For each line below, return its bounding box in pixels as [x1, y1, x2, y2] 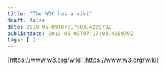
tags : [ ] [7, 37, 37, 44]
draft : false [7, 17, 46, 24]
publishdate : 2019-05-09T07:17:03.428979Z [7, 30, 134, 37]
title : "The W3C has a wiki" [7, 10, 93, 18]
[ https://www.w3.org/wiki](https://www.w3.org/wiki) [7, 56, 159, 64]
